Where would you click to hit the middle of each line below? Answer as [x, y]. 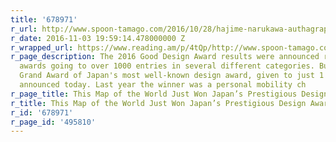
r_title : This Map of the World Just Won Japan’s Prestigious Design [158, 103]
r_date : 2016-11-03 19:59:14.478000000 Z [98, 38]
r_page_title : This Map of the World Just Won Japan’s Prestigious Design [169, 94]
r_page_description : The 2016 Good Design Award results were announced [165, 57]
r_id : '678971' [42, 112]
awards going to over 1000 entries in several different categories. [167, 66]
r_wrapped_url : [42, 47]
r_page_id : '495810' [53, 122]
